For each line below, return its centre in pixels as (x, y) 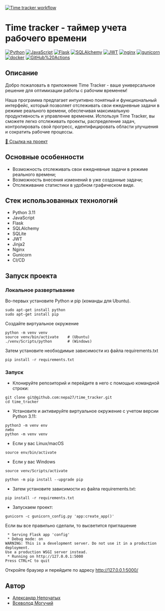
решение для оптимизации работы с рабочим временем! (66, 90)
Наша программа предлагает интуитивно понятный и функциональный (81, 100)
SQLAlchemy (26, 229)
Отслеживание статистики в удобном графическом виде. (74, 185)
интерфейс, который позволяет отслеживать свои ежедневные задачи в (82, 105)
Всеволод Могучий (33, 603)
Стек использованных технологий (61, 200)
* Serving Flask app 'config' (39, 535)
